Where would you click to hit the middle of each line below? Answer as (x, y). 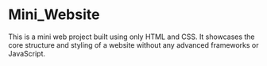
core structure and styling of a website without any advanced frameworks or (133, 45)
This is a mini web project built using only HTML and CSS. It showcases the (132, 37)
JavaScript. (27, 53)
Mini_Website (54, 15)
